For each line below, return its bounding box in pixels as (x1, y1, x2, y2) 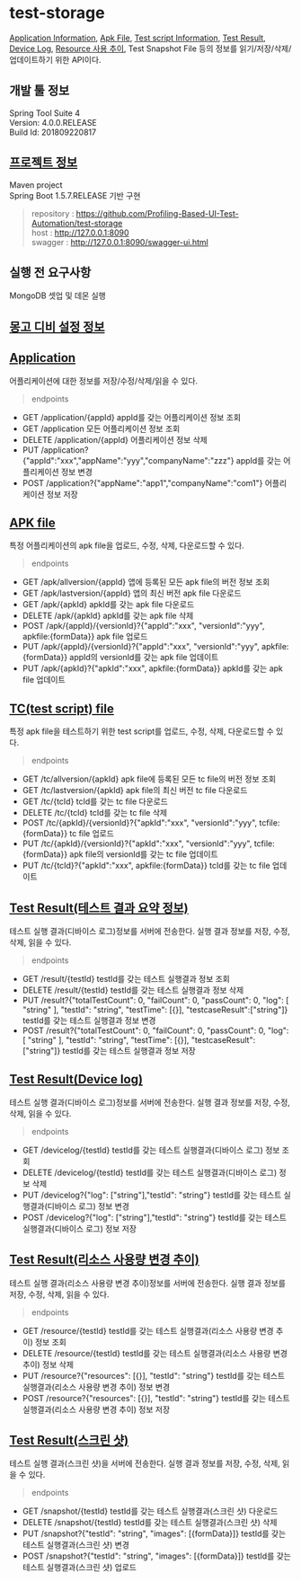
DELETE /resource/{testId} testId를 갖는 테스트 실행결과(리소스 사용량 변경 (22, 1347, 288, 1358)
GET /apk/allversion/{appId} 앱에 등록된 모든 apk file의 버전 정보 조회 (22, 577, 270, 587)
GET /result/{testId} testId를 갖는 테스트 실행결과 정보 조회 (22, 974, 231, 985)
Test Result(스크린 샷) (9, 1433, 128, 1448)
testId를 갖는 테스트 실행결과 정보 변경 (22, 1015, 156, 1026)
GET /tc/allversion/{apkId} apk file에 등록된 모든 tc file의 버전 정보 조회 (22, 773, 277, 784)
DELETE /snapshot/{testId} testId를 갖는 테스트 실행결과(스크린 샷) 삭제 (22, 1517, 278, 1528)
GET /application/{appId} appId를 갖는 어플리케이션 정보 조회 (22, 411, 241, 422)
